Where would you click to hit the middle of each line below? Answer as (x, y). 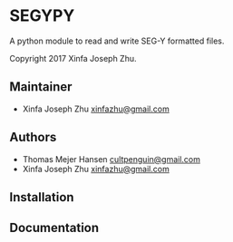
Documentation (54, 228)
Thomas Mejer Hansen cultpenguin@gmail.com (112, 159)
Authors (33, 137)
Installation (42, 197)
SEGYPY (42, 16)
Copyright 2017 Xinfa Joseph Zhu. (73, 58)
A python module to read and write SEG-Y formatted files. (117, 41)
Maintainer (41, 87)
